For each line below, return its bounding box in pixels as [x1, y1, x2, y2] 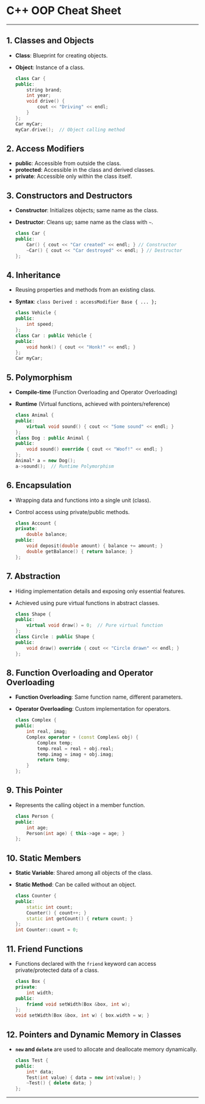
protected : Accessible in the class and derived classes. [15, 166, 155, 174]
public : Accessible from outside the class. [15, 160, 121, 167]
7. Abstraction [6, 571, 61, 581]
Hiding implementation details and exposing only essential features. [15, 587, 185, 595]
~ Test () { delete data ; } [26, 1080, 93, 1086]
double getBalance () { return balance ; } [26, 548, 133, 554]
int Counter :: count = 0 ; [15, 927, 79, 933]
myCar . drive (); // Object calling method [15, 127, 125, 133]
